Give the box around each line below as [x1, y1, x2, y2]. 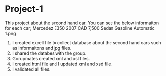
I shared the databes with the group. [12, 50, 87, 56]
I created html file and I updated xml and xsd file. [12, 61, 112, 67]
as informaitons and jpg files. [12, 45, 72, 51]
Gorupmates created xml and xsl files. [12, 55, 90, 61]
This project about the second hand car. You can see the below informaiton [5, 20, 159, 26]
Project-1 [5, 3, 43, 15]
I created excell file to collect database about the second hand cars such [12, 39, 161, 45]
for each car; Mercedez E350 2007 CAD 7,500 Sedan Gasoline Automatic [5, 25, 155, 31]
